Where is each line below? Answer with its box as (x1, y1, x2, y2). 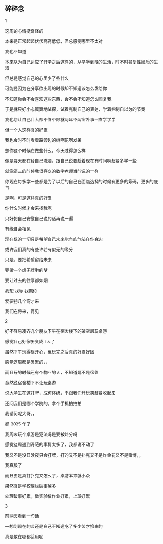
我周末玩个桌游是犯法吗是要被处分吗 (5, 431, 78, 437)
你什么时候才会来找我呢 (5, 205, 52, 211)
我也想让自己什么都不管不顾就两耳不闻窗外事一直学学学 (5, 116, 115, 122)
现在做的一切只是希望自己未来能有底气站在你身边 (5, 236, 103, 242)
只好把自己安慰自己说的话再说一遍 (5, 215, 73, 221)
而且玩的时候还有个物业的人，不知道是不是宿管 (5, 369, 98, 375)
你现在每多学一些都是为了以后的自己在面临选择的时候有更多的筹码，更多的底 (5, 178, 158, 184)
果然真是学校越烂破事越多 (5, 483, 56, 489)
